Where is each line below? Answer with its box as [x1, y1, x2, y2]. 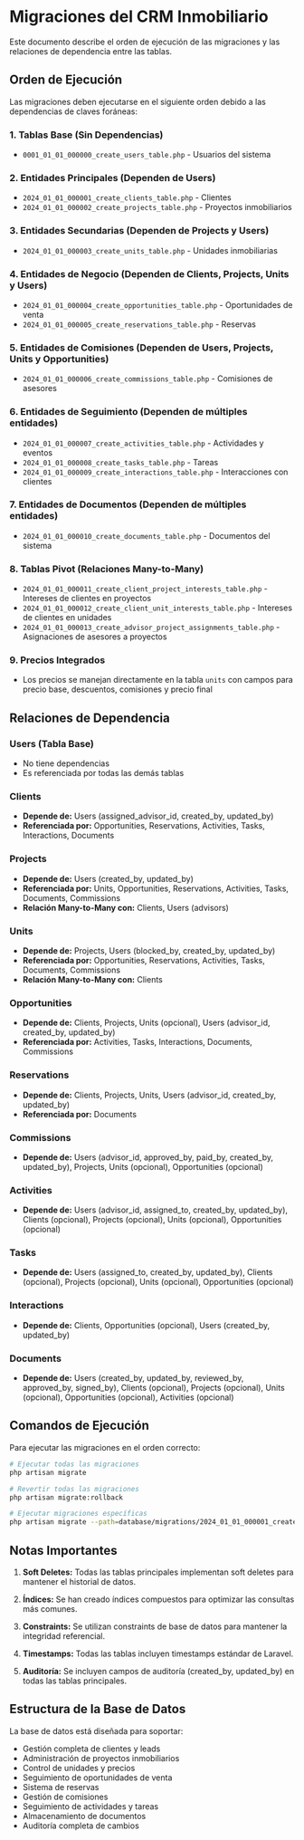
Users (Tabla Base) [9, 737, 95, 750]
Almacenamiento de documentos [22, 1810, 147, 1821]
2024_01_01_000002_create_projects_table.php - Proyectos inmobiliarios [22, 202, 292, 213]
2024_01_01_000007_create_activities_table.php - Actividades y [22, 437, 264, 448]
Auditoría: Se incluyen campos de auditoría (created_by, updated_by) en [22, 1665, 295, 1676]
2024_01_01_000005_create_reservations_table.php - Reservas [22, 319, 256, 330]
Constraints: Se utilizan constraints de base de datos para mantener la [22, 1621, 288, 1632]
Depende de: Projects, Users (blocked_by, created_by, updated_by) [22, 945, 276, 956]
